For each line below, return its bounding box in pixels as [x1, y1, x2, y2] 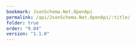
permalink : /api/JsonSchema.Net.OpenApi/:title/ [6, 14, 131, 20]
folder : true [6, 20, 39, 26]
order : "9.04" [6, 25, 42, 32]
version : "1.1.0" [6, 31, 50, 37]
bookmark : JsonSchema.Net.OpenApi [6, 8, 93, 15]
